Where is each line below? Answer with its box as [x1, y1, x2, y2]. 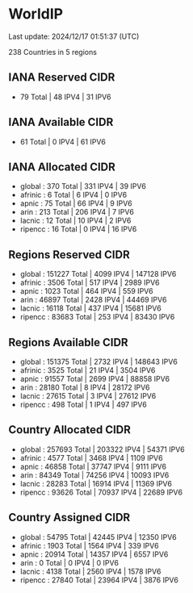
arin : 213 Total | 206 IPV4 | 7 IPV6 [19, 207, 135, 217]
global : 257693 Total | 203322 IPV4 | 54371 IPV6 [19, 445, 185, 454]
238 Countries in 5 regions [8, 47, 97, 56]
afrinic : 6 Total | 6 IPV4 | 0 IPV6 [19, 190, 128, 200]
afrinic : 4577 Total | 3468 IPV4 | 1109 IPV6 [19, 453, 163, 462]
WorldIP [8, 5, 63, 23]
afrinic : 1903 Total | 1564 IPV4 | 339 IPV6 [19, 541, 159, 550]
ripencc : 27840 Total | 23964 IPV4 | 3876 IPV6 [19, 574, 179, 585]
